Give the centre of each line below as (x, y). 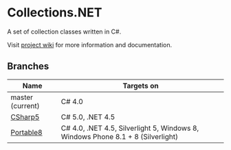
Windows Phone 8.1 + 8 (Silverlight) (120, 136)
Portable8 (26, 132)
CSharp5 (25, 116)
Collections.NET (55, 13)
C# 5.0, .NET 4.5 (88, 116)
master (22, 97)
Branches (28, 66)
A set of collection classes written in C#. (64, 32)
